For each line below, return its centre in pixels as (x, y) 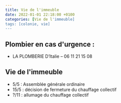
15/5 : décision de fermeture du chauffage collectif (64, 89)
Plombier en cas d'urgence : (50, 44)
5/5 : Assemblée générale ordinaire (48, 84)
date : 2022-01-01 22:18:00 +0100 (40, 15)
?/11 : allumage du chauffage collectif (50, 95)
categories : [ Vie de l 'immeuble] (40, 19)
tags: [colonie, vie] (28, 24)
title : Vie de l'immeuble (32, 10)
